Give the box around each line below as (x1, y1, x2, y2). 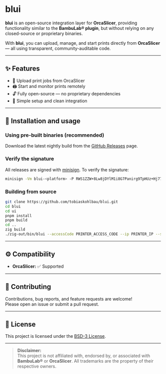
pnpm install (5, 213, 32, 218)
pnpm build (5, 218, 28, 223)
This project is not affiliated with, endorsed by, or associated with (17, 353, 151, 359)
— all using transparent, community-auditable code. (5, 45, 111, 51)
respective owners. (17, 364, 57, 370)
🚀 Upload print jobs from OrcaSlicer (12, 77, 85, 83)
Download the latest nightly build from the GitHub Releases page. (5, 143, 138, 149)
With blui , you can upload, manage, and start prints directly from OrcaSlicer (5, 40, 161, 46)
